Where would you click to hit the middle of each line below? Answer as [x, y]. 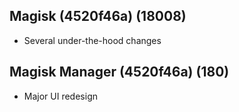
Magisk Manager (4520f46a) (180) [119, 72]
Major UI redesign [60, 96]
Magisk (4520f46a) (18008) [98, 16]
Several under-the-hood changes [92, 40]
